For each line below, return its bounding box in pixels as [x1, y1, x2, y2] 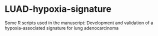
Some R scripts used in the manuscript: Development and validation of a [4, 20, 153, 26]
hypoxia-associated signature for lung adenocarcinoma [4, 25, 119, 31]
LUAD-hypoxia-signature [4, 3, 111, 15]
